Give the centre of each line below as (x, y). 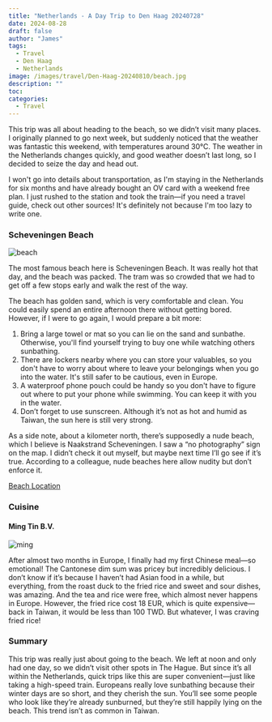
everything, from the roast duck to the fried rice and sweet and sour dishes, (135, 586)
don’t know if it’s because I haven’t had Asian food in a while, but (117, 577)
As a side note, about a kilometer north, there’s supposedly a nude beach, (132, 436)
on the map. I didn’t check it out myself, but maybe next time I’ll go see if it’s (135, 453)
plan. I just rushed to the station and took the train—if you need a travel (127, 197)
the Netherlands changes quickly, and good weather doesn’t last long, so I (132, 156)
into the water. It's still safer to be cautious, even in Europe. (119, 377)
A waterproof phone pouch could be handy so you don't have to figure (138, 386)
